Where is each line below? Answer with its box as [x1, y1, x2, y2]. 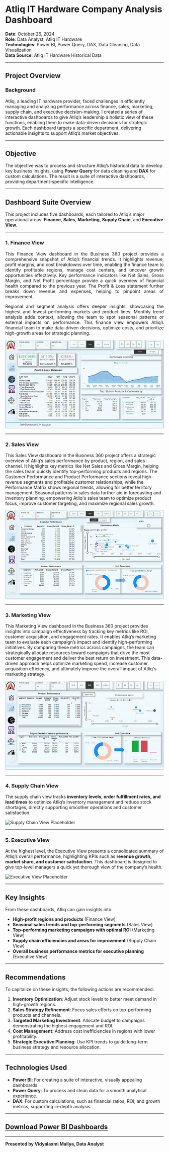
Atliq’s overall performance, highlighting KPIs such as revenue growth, [5, 853, 152, 859]
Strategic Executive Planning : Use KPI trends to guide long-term [12, 1039, 148, 1045]
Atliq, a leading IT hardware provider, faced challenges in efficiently [5, 98, 145, 104]
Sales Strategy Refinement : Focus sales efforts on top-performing [12, 1007, 151, 1013]
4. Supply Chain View [5, 782, 59, 789]
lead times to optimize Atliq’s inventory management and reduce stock [5, 799, 152, 805]
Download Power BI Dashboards [5, 1123, 108, 1131]
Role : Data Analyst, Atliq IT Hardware [5, 36, 82, 42]
